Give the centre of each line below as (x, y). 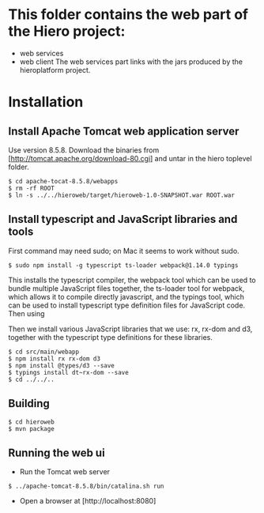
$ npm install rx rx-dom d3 (55, 358)
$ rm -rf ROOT (32, 188)
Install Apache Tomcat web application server (124, 131)
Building (29, 404)
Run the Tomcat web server (65, 472)
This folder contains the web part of (128, 15)
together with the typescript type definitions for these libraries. (111, 337)
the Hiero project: (67, 31)
